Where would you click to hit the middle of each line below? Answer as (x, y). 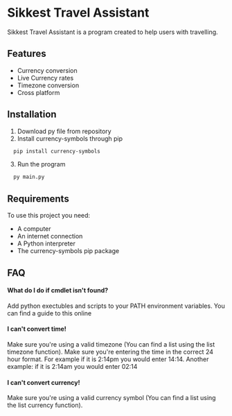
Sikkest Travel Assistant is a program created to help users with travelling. (113, 32)
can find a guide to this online (50, 313)
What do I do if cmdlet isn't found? (58, 291)
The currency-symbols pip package (68, 251)
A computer (34, 229)
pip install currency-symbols (57, 151)
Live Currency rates (45, 78)
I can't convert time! (37, 329)
